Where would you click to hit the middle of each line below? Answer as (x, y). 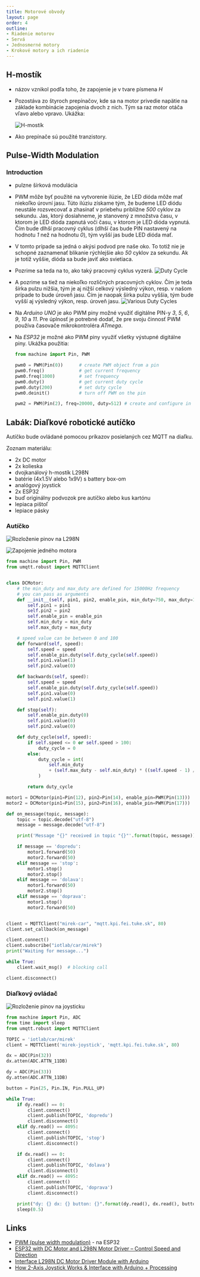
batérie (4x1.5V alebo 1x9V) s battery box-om (70, 479)
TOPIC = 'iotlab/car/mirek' (41, 1039)
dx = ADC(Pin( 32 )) (29, 1056)
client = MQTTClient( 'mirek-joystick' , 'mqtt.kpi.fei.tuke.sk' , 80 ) (93, 1045)
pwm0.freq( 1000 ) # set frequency (67, 376)
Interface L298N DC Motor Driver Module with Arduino (82, 1261)
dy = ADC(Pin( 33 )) (29, 1072)
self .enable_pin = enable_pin (65, 616)
